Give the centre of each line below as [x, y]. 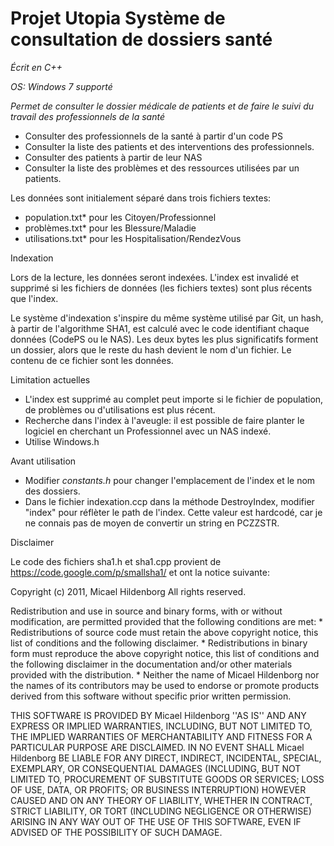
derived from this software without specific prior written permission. [151, 696]
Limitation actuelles [50, 379]
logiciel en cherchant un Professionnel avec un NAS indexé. [148, 431]
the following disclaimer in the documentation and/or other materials [151, 664]
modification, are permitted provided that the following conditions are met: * [167, 621]
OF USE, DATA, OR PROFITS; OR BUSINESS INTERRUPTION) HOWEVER [158, 789]
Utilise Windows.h [62, 441]
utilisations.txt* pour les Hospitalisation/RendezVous [133, 238]
